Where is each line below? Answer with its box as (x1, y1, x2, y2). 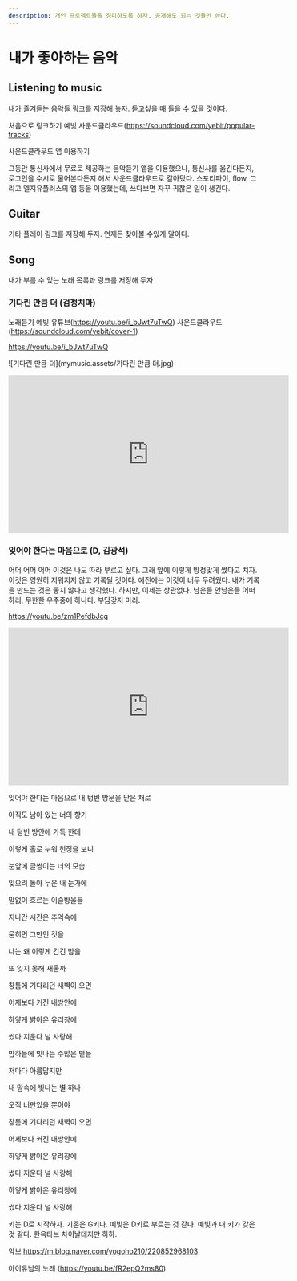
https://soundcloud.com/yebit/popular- (126, 120, 255, 130)
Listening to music (8, 81, 102, 95)
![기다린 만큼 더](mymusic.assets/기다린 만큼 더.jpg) (8, 358, 175, 368)
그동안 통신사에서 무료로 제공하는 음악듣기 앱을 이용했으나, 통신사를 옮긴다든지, (8, 163, 255, 173)
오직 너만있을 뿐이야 (8, 1100, 70, 1109)
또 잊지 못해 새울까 (8, 963, 66, 973)
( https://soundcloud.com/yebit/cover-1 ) (8, 326, 138, 335)
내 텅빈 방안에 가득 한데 (8, 827, 82, 836)
